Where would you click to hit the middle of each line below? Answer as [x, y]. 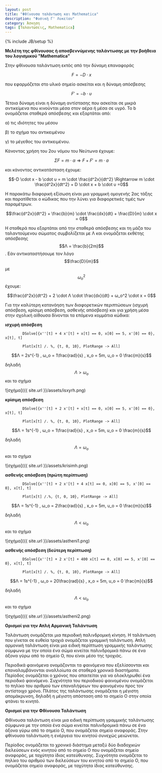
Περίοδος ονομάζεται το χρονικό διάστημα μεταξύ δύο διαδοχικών [73, 745]
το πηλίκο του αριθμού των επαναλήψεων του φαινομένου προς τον [74, 686]
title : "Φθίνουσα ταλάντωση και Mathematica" [52, 14]
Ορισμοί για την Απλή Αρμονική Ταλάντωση [51, 625]
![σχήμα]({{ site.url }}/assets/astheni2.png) [48, 616]
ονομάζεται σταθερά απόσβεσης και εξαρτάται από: [58, 113]
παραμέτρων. [19, 204]
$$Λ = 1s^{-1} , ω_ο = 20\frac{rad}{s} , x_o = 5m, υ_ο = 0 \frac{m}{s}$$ [81, 581]
